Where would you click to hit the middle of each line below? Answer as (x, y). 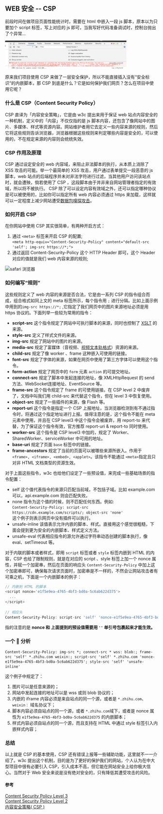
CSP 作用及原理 (23, 153)
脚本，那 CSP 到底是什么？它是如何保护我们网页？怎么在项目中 (87, 83)
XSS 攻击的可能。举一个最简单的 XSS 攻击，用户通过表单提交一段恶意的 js (79, 170)
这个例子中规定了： (24, 676)
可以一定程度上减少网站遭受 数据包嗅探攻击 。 (50, 200)
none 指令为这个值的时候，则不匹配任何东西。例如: (63, 502)
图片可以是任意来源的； (35, 686)
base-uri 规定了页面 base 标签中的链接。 (53, 444)
